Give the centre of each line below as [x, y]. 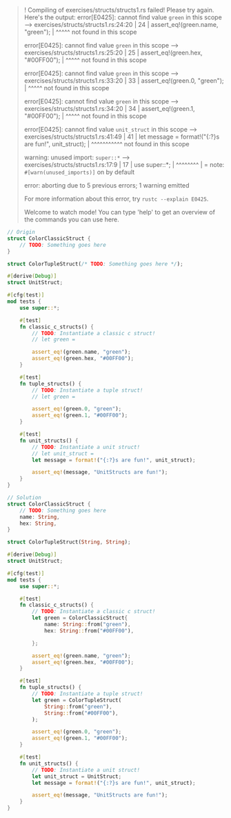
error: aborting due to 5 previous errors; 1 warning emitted [107, 185]
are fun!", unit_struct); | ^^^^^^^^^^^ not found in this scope [107, 144]
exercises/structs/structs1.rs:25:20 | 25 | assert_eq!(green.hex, [113, 52]
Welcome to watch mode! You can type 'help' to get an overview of [120, 212]
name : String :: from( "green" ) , [87, 624]
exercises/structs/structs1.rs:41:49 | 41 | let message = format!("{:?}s [122, 137]
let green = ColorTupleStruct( [77, 700]
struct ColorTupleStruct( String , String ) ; [69, 542]
